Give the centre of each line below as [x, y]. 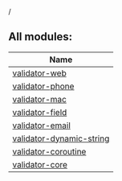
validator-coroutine [49, 151]
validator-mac [39, 99]
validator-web [39, 73]
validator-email [41, 125]
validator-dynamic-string [61, 138]
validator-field [40, 112]
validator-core [40, 164]
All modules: [41, 37]
